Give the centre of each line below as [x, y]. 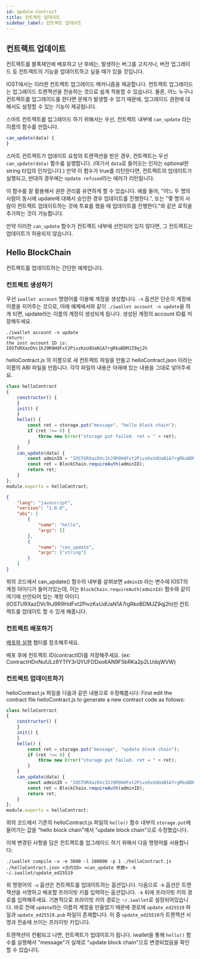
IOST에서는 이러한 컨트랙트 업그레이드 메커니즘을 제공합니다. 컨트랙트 [87, 84]
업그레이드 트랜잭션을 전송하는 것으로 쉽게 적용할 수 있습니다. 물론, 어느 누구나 [103, 92]
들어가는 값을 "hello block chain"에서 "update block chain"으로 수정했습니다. [97, 830]
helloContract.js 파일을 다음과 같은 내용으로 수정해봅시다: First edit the [89, 693]
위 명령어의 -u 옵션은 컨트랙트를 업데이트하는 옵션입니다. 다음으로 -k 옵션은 [93, 885]
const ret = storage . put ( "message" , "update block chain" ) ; [104, 749]
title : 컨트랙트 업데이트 [33, 17]
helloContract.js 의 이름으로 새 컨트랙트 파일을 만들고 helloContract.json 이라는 [99, 360]
